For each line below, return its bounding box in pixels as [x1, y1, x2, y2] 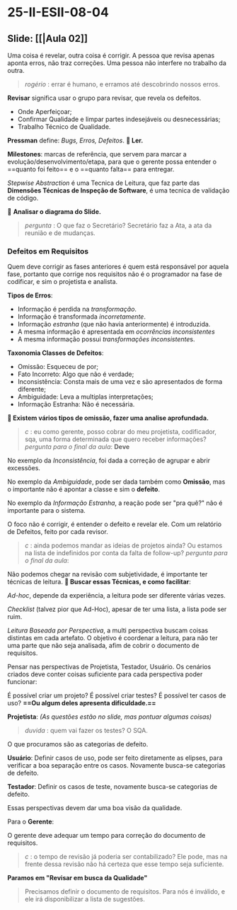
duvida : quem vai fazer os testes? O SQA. [24, 727, 149, 735]
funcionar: [7, 678, 37, 686]
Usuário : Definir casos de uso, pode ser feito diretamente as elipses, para [7, 753, 223, 762]
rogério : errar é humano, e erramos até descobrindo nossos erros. [24, 80, 221, 89]
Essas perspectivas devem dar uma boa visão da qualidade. [7, 804, 183, 812]
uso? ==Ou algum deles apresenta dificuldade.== [7, 699, 156, 707]
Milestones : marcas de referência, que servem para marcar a [7, 150, 187, 158]
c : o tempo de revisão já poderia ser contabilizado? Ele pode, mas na [24, 853, 228, 861]
